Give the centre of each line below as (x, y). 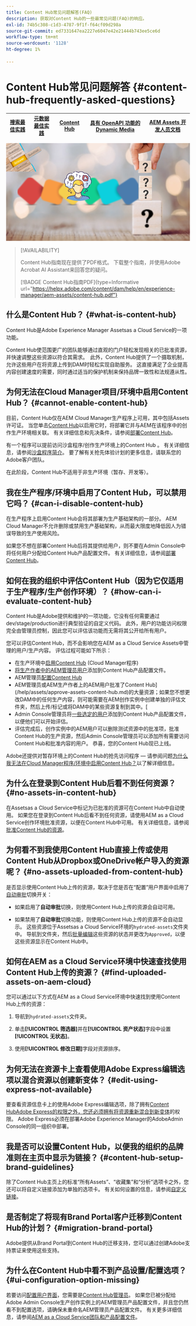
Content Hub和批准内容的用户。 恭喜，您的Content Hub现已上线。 (94, 743)
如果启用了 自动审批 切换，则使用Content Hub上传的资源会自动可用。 (96, 907)
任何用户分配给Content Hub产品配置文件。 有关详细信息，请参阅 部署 (93, 553)
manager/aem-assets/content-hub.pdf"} (69, 295)
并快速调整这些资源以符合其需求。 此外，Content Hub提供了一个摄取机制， (97, 357)
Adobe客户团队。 (27, 460)
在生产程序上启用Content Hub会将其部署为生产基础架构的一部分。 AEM (92, 519)
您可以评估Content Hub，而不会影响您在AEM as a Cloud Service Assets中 (95, 643)
